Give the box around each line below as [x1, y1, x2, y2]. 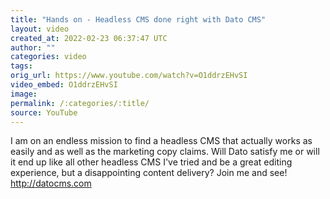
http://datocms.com [10, 177, 92, 190]
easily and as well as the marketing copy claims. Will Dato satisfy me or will [10, 146, 320, 158]
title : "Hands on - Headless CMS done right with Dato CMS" [10, 14, 267, 25]
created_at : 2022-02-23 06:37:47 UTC [10, 33, 168, 43]
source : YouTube [10, 107, 78, 118]
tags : [10, 61, 33, 71]
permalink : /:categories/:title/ [10, 98, 150, 108]
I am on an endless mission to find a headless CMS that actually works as [10, 135, 313, 147]
